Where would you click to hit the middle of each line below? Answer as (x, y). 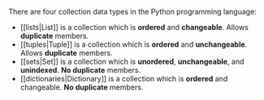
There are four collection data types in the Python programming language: (133, 12)
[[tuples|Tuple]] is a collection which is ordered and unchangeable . (134, 44)
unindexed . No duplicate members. (80, 70)
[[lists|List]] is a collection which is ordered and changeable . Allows (134, 27)
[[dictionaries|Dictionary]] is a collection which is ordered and (124, 79)
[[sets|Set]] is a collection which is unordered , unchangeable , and (132, 61)
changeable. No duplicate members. (82, 87)
